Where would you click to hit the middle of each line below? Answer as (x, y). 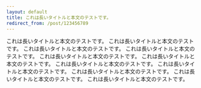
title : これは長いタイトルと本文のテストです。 (59, 18)
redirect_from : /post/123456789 (47, 23)
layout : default (27, 12)
